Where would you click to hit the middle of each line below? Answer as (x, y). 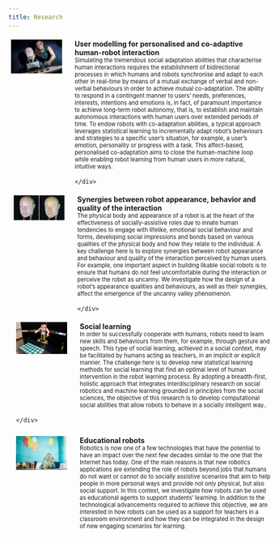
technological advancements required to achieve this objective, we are (174, 505)
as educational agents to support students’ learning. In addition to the (172, 497)
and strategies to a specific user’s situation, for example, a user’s (161, 138)
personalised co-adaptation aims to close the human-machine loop (164, 152)
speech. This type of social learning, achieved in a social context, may (173, 348)
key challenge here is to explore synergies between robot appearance (170, 251)
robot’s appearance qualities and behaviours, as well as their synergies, (173, 286)
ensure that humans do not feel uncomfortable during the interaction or (172, 272)
